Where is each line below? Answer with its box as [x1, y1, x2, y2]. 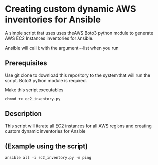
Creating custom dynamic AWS [5, 3, 137, 15]
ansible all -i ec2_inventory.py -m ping [5, 155, 92, 160]
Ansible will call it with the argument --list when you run [5, 45, 118, 51]
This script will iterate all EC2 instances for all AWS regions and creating [5, 123, 152, 129]
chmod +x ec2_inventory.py [5, 96, 61, 101]
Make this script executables [5, 87, 64, 93]
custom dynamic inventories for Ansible [5, 128, 86, 134]
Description [5, 110, 42, 118]
